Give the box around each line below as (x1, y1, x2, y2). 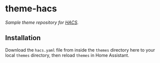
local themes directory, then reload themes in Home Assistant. (5, 52, 130, 58)
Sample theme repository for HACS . (5, 19, 79, 25)
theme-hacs (5, 3, 57, 14)
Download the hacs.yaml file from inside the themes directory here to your (5, 47, 156, 53)
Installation (5, 34, 41, 42)
